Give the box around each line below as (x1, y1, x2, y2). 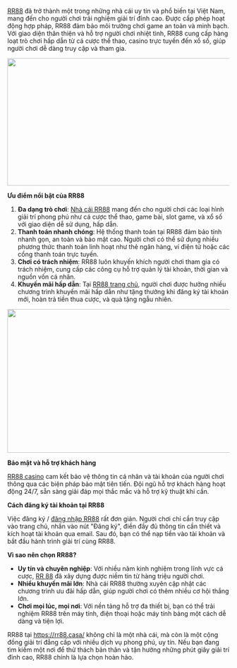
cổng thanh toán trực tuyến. (17, 250, 99, 258)
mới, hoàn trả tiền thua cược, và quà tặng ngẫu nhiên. (17, 295, 173, 303)
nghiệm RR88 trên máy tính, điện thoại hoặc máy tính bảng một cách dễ (17, 609, 226, 617)
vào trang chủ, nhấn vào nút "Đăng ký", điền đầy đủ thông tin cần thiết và (7, 522, 221, 530)
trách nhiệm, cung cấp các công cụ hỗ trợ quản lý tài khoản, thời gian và (17, 265, 229, 273)
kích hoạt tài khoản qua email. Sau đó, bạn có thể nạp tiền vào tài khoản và (7, 530, 226, 538)
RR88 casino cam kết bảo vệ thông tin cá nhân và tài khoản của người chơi (7, 473, 224, 480)
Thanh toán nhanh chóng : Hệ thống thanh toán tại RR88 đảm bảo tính (17, 228, 222, 236)
